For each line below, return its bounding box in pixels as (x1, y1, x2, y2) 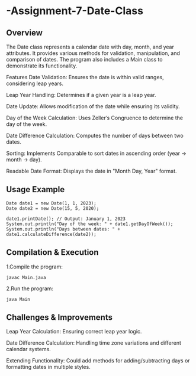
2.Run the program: (6, 285, 54, 292)
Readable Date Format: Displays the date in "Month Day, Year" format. (6, 167, 177, 174)
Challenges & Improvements (6, 312, 113, 323)
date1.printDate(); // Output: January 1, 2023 (6, 216, 126, 222)
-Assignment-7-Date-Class (6, 4, 144, 18)
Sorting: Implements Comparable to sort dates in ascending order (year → (6, 150, 187, 157)
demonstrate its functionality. (6, 62, 78, 69)
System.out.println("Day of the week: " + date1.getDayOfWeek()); (6, 221, 173, 227)
